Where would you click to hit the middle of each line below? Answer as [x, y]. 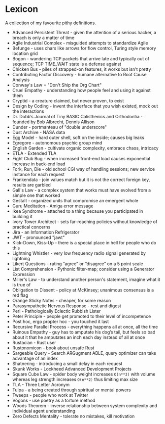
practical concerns [31, 227]
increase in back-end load [39, 164]
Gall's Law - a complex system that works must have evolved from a [82, 190]
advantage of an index [35, 358]
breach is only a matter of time [43, 38]
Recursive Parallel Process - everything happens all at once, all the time [85, 327]
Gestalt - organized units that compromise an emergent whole [75, 200]
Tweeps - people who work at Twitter [50, 395]
